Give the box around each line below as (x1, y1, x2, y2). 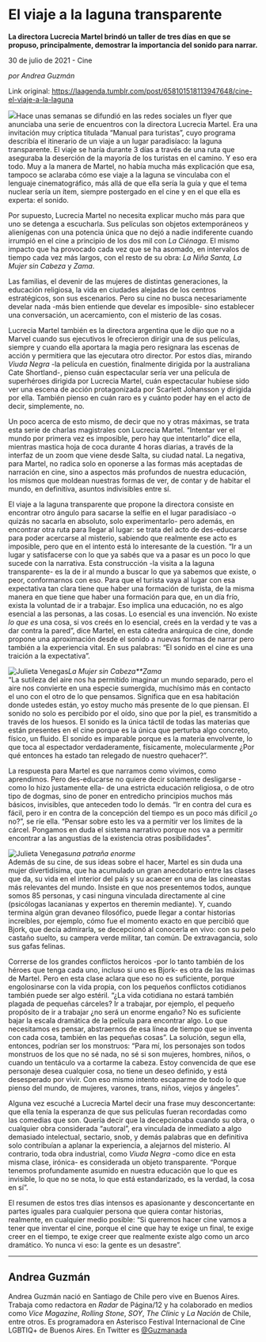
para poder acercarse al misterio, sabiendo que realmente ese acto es (8, 533, 237, 542)
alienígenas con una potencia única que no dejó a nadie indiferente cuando (8, 227, 253, 237)
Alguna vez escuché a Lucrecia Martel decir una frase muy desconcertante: (8, 1098, 256, 1107)
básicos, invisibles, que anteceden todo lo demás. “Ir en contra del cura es (8, 799, 252, 809)
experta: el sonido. (8, 195, 70, 205)
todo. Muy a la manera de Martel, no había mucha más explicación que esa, (8, 161, 255, 171)
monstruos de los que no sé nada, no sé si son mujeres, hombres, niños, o (8, 1049, 251, 1059)
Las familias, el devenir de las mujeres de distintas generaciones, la (8, 276, 228, 286)
